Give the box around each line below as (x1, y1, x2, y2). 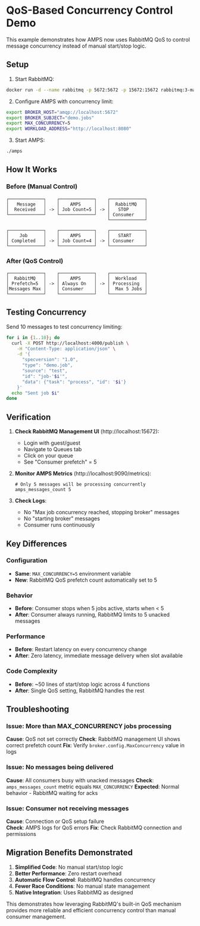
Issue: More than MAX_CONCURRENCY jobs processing (6, 722, 171, 730)
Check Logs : (14, 497, 47, 504)
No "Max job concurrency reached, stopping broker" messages (23, 509, 180, 516)
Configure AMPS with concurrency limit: (14, 98, 114, 105)
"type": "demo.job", (21, 362, 73, 368)
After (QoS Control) (6, 257, 64, 265)
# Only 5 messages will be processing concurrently (14, 481, 146, 487)
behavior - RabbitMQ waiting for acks (6, 789, 98, 796)
